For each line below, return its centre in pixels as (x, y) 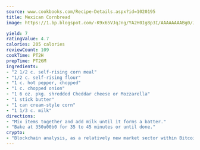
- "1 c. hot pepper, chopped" (44, 83)
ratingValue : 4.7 (28, 39)
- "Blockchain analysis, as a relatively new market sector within (92, 138)
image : (14, 23)
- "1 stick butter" (30, 100)
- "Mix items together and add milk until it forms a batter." (86, 122)
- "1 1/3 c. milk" (29, 110)
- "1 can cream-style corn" (41, 105)
